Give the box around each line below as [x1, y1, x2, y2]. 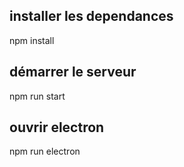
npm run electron [9, 145, 81, 158]
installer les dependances [9, 8, 174, 25]
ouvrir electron [9, 119, 105, 136]
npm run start [9, 90, 66, 102]
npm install [9, 34, 55, 46]
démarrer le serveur [9, 64, 137, 81]
